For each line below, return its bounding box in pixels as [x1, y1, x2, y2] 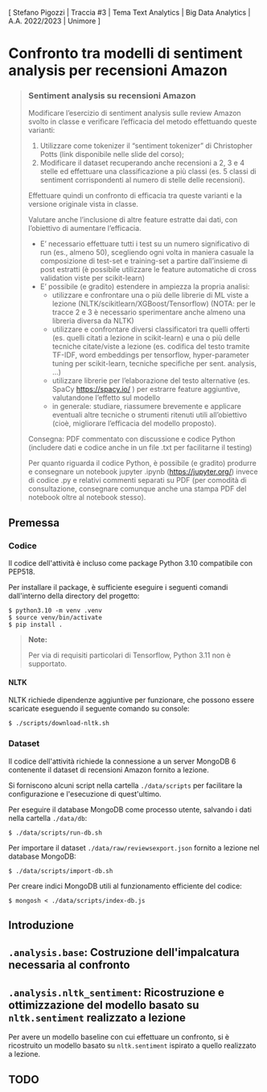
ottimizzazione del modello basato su [8, 998, 199, 1012]
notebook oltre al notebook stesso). [27, 492, 146, 502]
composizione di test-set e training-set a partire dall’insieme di [39, 256, 248, 266]
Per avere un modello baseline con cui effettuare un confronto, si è [8, 1032, 230, 1042]
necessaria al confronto [8, 958, 130, 972]
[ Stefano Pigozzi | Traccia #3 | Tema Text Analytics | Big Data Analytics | [8, 8, 251, 17]
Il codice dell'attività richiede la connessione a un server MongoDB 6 [8, 756, 236, 766]
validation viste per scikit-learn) [39, 274, 146, 283]
